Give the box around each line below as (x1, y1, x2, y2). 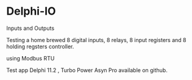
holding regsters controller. (6, 43, 74, 50)
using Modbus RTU (6, 54, 55, 62)
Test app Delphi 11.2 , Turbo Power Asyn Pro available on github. (6, 66, 168, 74)
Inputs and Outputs (6, 24, 55, 32)
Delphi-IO (6, 4, 56, 18)
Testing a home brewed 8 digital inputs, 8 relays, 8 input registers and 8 (6, 36, 187, 43)
